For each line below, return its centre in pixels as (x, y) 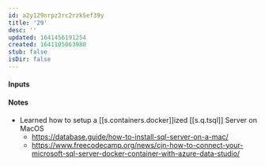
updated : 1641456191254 (47, 37)
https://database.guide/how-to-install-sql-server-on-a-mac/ (130, 136)
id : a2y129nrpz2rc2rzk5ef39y (56, 15)
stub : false (28, 52)
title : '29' (28, 23)
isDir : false (30, 60)
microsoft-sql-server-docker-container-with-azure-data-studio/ (136, 153)
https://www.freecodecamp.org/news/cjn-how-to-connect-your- (137, 145)
